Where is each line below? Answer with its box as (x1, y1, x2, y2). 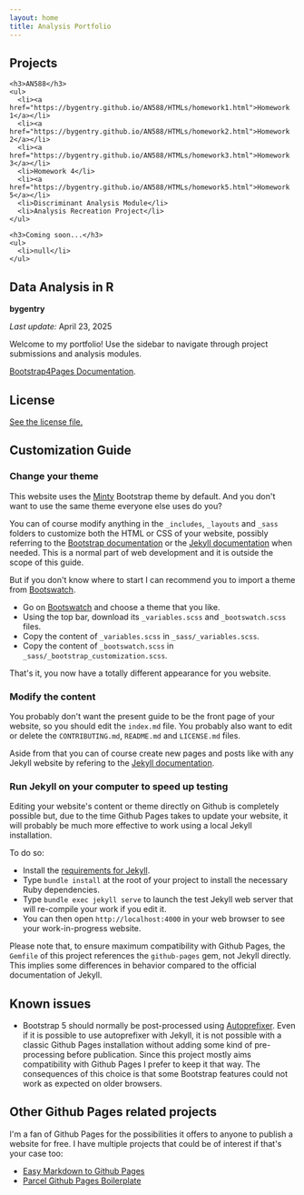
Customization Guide (9, 443, 132, 458)
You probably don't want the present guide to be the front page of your (9, 710, 275, 721)
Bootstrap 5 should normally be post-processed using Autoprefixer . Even (22, 1020, 296, 1031)
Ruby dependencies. (22, 884, 100, 896)
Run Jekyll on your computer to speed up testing (9, 779, 229, 792)
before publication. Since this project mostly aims (66, 1049, 251, 1060)
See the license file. (9, 416, 83, 427)
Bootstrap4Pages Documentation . (9, 366, 136, 377)
